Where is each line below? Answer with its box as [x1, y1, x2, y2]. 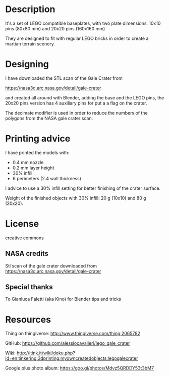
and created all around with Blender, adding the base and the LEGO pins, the [5, 94, 164, 100]
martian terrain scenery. [5, 40, 55, 46]
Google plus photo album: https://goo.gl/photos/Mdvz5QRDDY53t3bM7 [5, 365, 154, 371]
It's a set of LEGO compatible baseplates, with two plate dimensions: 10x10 [5, 20, 161, 26]
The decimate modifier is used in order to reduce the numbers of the [5, 110, 148, 116]
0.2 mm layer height [12, 165, 54, 171]
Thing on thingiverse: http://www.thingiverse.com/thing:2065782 [5, 331, 140, 337]
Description [5, 4, 55, 15]
